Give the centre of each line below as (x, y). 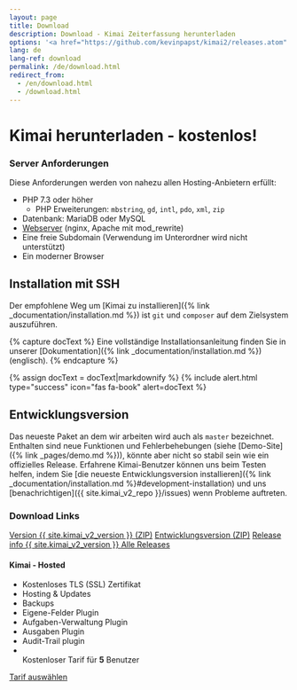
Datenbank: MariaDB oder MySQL (84, 218)
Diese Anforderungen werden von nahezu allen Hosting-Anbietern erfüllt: (143, 182)
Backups (38, 603)
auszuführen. (33, 324)
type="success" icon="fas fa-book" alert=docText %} (108, 387)
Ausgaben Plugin (53, 631)
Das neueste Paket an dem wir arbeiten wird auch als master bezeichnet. (142, 436)
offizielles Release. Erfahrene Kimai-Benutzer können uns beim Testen (138, 464)
